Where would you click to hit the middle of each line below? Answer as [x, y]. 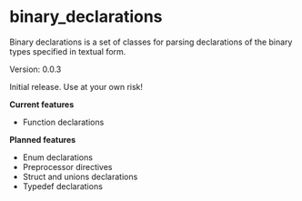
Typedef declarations [62, 186]
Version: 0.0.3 [35, 69]
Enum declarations [58, 157]
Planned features [43, 139]
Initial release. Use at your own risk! [76, 86]
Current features [42, 104]
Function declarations [63, 122]
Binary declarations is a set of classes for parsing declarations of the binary [151, 42]
